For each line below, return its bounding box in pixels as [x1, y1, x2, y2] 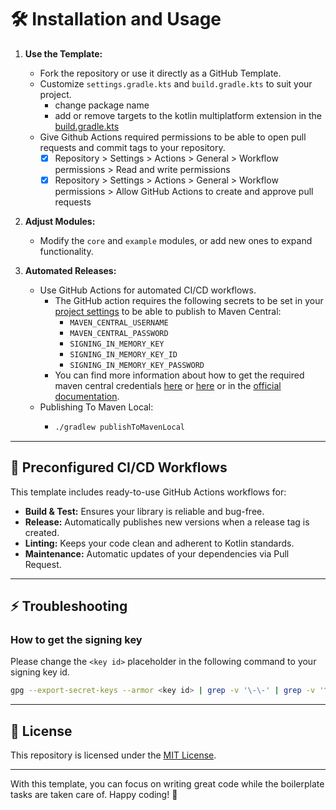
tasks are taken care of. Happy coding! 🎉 [10, 789, 178, 801]
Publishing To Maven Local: [39, 401, 154, 413]
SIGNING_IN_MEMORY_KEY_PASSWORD [69, 361, 205, 371]
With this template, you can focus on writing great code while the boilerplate [10, 778, 325, 790]
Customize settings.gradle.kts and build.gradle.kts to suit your [39, 77, 313, 90]
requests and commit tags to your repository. [39, 141, 226, 153]
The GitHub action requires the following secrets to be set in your [54, 295, 324, 307]
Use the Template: [24, 47, 103, 60]
